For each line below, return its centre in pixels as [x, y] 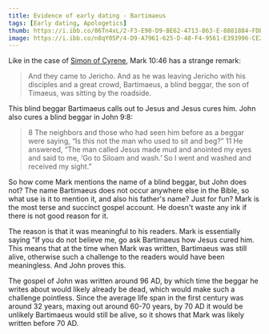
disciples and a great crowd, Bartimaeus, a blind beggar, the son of [139, 85]
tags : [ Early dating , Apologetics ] [68, 23]
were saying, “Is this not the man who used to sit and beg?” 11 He [135, 141]
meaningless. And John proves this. [67, 265]
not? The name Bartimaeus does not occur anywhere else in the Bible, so [129, 191]
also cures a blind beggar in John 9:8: [71, 117]
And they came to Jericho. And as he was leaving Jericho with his [137, 76]
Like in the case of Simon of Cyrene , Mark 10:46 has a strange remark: [125, 61]
